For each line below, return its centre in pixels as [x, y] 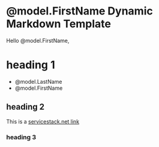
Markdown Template [58, 24]
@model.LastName [38, 81]
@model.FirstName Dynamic [79, 11]
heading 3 [21, 137]
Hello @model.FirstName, [38, 40]
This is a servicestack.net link [43, 121]
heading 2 [25, 107]
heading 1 [31, 65]
